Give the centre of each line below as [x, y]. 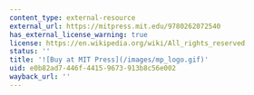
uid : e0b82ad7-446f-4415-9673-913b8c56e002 [93, 69]
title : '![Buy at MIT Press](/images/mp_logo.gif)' [109, 60]
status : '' [30, 52]
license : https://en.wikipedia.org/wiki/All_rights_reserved [127, 43]
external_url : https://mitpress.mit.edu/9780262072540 [115, 26]
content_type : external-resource [73, 18]
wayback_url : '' [40, 77]
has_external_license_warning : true [78, 34]
